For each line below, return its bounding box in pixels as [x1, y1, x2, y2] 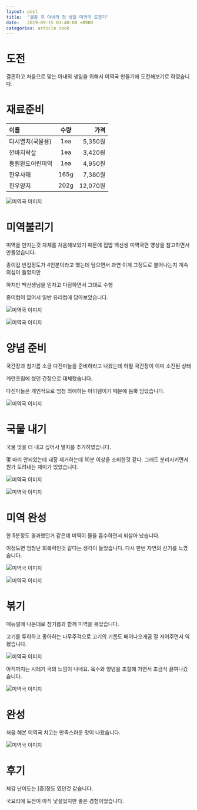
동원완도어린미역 [9, 160, 53, 168]
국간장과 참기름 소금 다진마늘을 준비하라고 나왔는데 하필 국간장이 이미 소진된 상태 [6, 362, 192, 369]
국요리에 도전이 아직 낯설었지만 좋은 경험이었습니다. [6, 797, 124, 804]
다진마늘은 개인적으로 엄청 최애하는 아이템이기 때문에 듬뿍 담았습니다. [6, 388, 165, 394]
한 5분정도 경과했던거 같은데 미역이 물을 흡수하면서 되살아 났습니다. [6, 532, 160, 539]
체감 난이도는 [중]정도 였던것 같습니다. [6, 785, 94, 792]
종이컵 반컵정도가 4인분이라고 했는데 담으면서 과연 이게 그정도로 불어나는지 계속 [6, 261, 189, 268]
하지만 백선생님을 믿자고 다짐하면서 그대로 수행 [6, 281, 113, 288]
